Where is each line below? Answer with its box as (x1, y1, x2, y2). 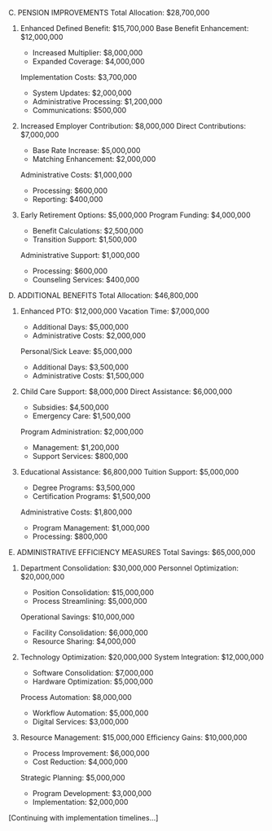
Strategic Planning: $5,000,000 (20, 773, 125, 782)
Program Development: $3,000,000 (32, 789, 152, 798)
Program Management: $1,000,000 (32, 523, 151, 532)
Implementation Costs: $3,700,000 (20, 72, 137, 81)
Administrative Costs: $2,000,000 (32, 330, 147, 340)
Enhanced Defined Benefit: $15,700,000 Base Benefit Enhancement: (20, 24, 249, 33)
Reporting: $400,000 (32, 195, 103, 203)
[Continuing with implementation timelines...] (8, 813, 159, 822)
